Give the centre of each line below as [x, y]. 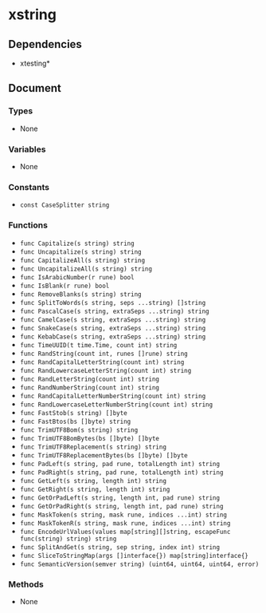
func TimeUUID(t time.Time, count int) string [98, 345]
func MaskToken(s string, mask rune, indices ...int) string [123, 515]
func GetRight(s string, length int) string [95, 489]
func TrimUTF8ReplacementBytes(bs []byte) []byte [104, 455]
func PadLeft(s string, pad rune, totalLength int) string [120, 464]
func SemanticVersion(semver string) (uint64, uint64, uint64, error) [139, 564]
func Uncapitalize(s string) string [80, 252]
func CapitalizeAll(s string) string [82, 260]
